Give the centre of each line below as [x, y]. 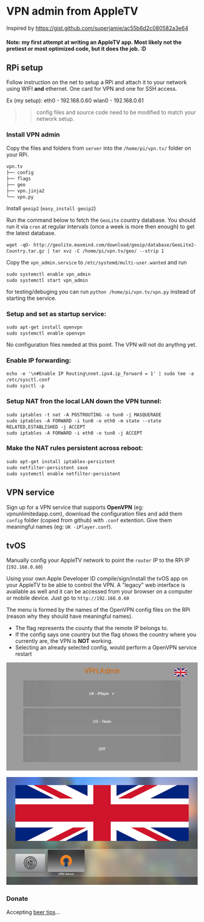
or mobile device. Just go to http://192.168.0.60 [68, 598]
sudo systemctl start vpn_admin [47, 280]
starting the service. [31, 298]
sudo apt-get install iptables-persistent [61, 461]
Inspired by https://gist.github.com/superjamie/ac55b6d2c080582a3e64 [97, 28]
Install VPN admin [33, 135]
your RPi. [18, 154]
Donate [17, 899]
